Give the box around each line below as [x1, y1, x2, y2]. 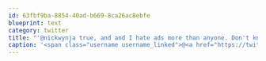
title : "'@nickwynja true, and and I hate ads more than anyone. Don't [8, 33, 249, 42]
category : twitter [8, 26, 69, 34]
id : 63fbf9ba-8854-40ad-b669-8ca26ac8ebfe [8, 11, 150, 20]
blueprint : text [8, 19, 62, 27]
